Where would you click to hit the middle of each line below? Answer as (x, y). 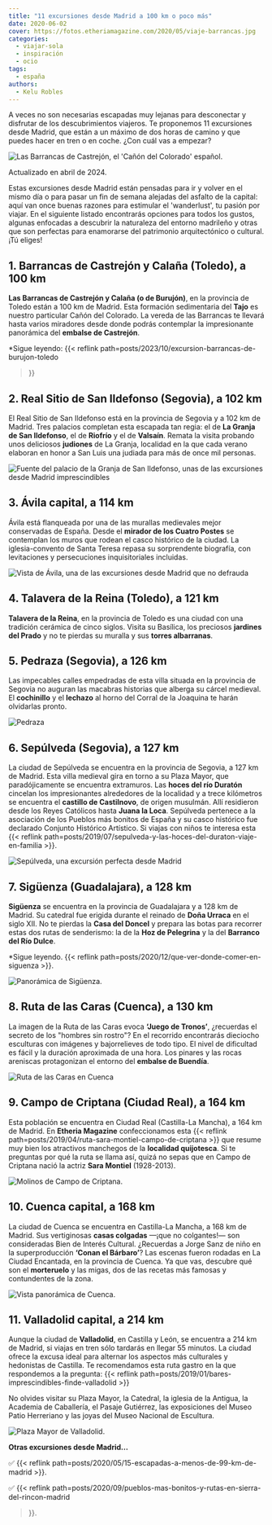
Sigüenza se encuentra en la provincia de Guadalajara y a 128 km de (123, 907)
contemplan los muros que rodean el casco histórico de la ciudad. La (124, 539)
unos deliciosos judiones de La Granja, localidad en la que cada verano (128, 444)
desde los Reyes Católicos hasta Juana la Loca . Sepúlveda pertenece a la (132, 811)
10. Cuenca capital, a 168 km (82, 1207)
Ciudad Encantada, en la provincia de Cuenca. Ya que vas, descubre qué (130, 1261)
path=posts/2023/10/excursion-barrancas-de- (178, 349)
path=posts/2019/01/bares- (186, 1374)
